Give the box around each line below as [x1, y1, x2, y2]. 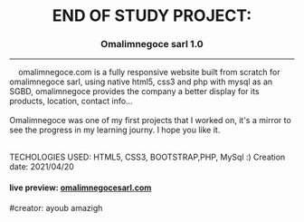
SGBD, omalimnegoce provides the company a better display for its [9, 86, 260, 97]
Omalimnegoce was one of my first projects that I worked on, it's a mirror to [9, 115, 291, 126]
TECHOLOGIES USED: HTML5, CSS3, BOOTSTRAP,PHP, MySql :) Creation [9, 151, 286, 163]
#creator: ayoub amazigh [9, 202, 103, 213]
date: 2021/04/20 [9, 161, 74, 172]
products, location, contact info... [9, 96, 133, 107]
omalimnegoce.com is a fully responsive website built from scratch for [17, 67, 280, 78]
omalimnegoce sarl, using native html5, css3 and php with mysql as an [9, 76, 273, 87]
